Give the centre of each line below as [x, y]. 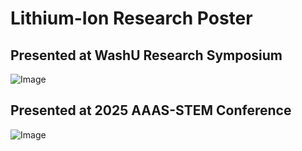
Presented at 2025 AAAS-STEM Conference [151, 110]
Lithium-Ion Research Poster [131, 18]
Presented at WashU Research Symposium [146, 55]
